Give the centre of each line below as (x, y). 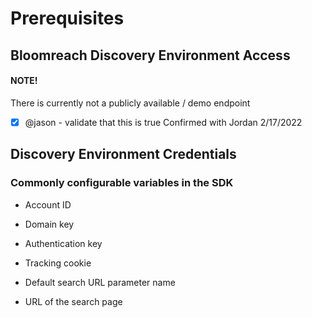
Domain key (49, 224)
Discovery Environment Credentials (123, 154)
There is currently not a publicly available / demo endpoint (130, 103)
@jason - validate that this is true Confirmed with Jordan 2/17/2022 (163, 122)
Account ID (48, 204)
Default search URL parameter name (100, 282)
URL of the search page (73, 301)
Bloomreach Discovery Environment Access (150, 55)
